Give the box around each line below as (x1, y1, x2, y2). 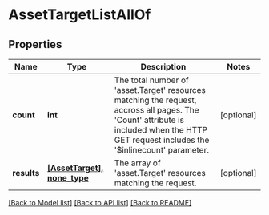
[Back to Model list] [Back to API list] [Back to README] (8, 198, 192, 207)
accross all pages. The (114, 105, 199, 115)
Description (140, 62, 187, 72)
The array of (114, 157, 162, 169)
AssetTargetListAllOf (8, 6, 151, 24)
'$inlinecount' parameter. (114, 145, 210, 155)
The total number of (114, 74, 190, 86)
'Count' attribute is (114, 114, 184, 125)
